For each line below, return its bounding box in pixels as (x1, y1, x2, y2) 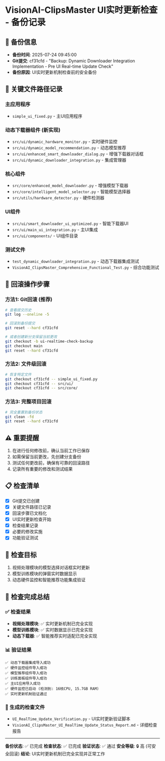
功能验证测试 (12, 535, 38, 541)
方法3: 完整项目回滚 (5, 398, 52, 405)
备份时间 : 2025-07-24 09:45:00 (12, 52, 77, 57)
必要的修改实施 (12, 529, 43, 535)
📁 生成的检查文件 (5, 704, 45, 711)
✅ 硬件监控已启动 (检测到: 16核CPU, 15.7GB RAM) (5, 686, 99, 691)
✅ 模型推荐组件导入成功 (5, 671, 48, 676)
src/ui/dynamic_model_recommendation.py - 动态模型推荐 (12, 144, 127, 150)
